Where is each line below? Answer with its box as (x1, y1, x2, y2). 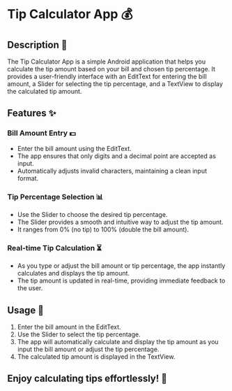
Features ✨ (7, 107, 56, 120)
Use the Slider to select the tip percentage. (17, 330, 141, 339)
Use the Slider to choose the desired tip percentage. (17, 210, 168, 218)
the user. (17, 284, 43, 292)
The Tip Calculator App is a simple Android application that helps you (7, 57, 206, 66)
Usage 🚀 (7, 304, 44, 316)
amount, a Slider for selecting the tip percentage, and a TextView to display (7, 80, 223, 88)
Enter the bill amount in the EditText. (17, 323, 121, 332)
